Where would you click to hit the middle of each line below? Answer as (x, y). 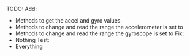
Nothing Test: (32, 40)
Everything (29, 46)
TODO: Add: (21, 9)
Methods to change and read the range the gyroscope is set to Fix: (100, 33)
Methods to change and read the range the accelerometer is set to (99, 27)
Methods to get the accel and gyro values (68, 20)
